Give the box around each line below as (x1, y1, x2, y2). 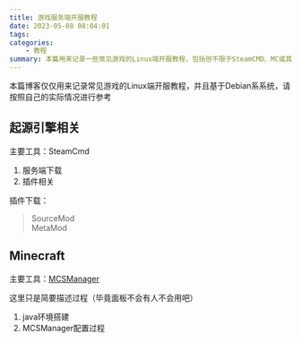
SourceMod (30, 212, 75, 224)
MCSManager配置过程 (21, 322, 106, 333)
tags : (9, 30, 30, 38)
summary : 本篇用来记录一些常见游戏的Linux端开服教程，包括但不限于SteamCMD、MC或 (9, 55, 286, 64)
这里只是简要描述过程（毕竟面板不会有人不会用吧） (9, 292, 198, 303)
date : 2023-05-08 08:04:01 (9, 21, 110, 30)
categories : (9, 38, 54, 47)
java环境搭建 (21, 311, 70, 322)
